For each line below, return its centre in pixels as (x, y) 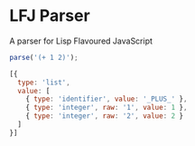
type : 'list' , (44, 83)
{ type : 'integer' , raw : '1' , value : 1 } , (107, 108)
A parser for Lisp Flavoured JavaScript (81, 41)
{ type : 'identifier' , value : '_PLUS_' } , (107, 99)
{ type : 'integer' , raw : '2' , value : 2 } (105, 116)
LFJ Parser (50, 16)
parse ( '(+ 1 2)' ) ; (44, 57)
